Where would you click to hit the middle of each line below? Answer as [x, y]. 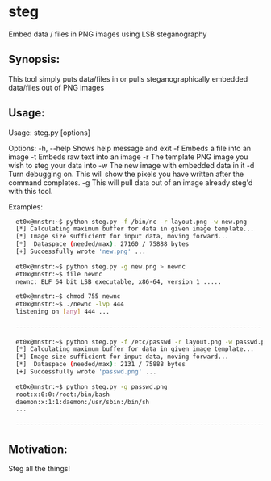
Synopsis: [34, 59]
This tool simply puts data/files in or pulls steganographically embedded [128, 78]
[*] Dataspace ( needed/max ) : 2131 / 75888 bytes [100, 365]
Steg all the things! [40, 468]
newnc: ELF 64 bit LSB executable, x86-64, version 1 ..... [119, 281]
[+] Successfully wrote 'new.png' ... [81, 252]
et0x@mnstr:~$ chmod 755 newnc [68, 297]
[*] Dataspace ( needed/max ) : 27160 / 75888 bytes [102, 244]
